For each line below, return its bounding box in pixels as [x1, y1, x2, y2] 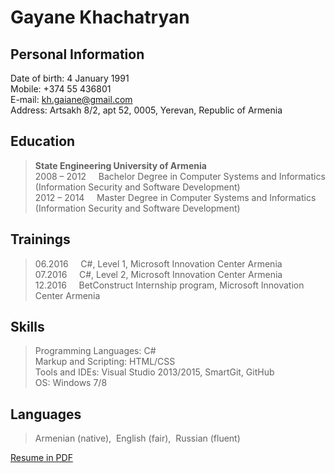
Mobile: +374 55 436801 [10, 83, 112, 95]
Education [10, 133, 76, 150]
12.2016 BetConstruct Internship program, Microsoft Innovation [34, 279, 305, 291]
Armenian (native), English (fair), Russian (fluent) [34, 432, 241, 445]
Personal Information [10, 46, 145, 63]
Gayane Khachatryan [10, 6, 190, 29]
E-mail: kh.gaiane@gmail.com [10, 94, 133, 105]
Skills [10, 319, 45, 336]
